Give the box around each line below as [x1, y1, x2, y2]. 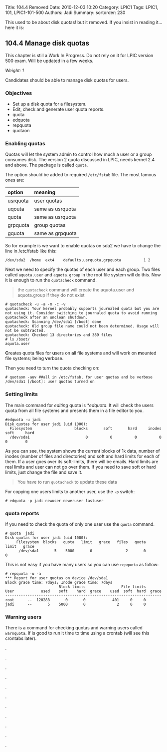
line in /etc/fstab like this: [5, 248, 57, 254]
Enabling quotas [5, 140, 46, 147]
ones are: [5, 177, 25, 183]
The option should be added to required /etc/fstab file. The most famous [5, 172, 157, 178]
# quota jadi [5, 531, 35, 536]
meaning [34, 189, 56, 196]
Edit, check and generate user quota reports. [12, 106, 105, 112]
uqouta [7, 205, 24, 212]
